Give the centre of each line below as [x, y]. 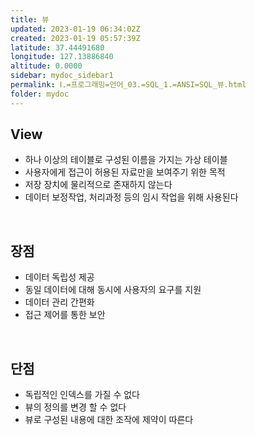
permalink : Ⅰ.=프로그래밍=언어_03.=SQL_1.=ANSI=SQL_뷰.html [128, 85]
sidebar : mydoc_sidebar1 [62, 76]
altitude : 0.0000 [46, 66]
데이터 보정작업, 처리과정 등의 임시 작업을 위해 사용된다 [131, 197]
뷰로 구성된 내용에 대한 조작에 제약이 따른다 [109, 420]
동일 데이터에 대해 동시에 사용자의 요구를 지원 [113, 290]
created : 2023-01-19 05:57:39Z [75, 38]
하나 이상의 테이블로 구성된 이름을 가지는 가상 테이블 [126, 160]
